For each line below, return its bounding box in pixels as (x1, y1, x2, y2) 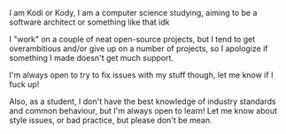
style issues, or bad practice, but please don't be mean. (9, 115, 213, 125)
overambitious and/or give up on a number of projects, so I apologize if (9, 43, 268, 54)
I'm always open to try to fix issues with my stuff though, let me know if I (9, 70, 274, 80)
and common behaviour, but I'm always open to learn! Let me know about (9, 106, 277, 115)
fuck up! (9, 79, 40, 89)
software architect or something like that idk (9, 17, 170, 27)
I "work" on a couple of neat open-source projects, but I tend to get (9, 34, 256, 44)
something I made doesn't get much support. (9, 53, 174, 63)
